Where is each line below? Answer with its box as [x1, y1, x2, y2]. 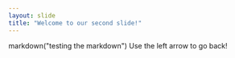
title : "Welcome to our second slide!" [8, 19, 142, 27]
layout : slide [8, 11, 56, 20]
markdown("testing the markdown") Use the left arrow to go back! [8, 41, 228, 50]
